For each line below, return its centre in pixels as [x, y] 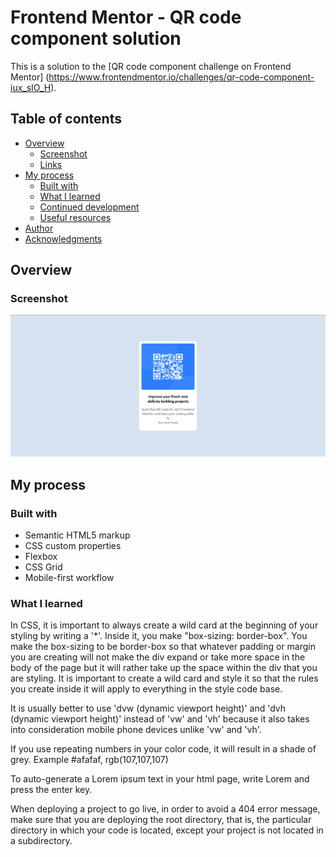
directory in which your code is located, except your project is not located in [167, 830]
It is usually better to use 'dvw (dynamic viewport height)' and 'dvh [148, 708]
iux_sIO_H [31, 87]
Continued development [89, 207]
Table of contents [66, 119]
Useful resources [75, 217]
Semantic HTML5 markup [77, 535]
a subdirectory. [41, 841]
